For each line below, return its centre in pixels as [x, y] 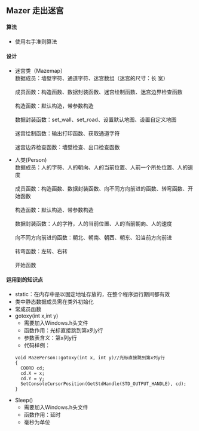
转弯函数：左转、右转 [41, 251]
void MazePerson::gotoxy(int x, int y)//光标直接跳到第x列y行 [90, 358]
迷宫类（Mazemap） [40, 70]
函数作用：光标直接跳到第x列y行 [63, 330]
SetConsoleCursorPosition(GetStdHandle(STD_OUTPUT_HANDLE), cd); [103, 384]
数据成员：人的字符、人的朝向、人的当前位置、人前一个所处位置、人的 [101, 167]
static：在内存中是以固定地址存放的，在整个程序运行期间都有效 [92, 294]
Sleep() [24, 400]
